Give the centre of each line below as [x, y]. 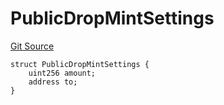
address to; [53, 82]
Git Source [32, 46]
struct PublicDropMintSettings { [80, 64]
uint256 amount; [62, 73]
